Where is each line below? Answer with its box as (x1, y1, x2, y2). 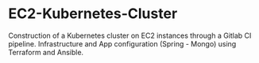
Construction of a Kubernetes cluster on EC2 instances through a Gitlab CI (8, 31, 252, 40)
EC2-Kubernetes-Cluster (8, 5, 178, 23)
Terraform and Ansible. (8, 47, 84, 57)
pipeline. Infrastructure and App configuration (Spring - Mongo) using (8, 39, 237, 48)
